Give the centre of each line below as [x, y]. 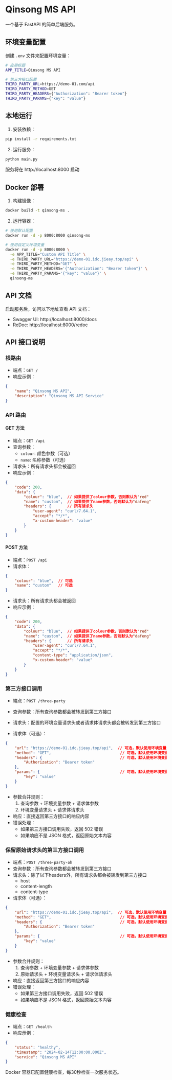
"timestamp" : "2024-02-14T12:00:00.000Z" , [60, 1052]
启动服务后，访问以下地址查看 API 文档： [48, 309]
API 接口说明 [25, 342]
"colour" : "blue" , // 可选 [44, 581]
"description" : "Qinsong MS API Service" [59, 396]
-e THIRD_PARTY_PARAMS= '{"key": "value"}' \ [58, 274]
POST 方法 [17, 547]
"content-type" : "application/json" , [73, 655]
